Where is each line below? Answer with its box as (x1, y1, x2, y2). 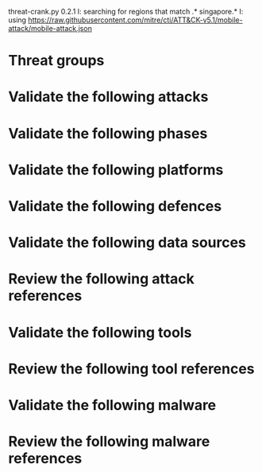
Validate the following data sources (8, 234, 246, 252)
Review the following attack (8, 270, 195, 288)
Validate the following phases (8, 124, 208, 142)
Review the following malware (8, 433, 210, 451)
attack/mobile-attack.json (8, 24, 93, 33)
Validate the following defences (8, 197, 222, 215)
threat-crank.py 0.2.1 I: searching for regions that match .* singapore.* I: (8, 7, 244, 16)
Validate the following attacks (8, 88, 209, 106)
